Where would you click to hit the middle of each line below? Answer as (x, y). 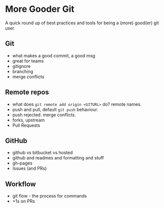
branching (23, 71)
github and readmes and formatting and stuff (58, 158)
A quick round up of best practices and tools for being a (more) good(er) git (82, 23)
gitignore (21, 66)
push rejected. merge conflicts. (44, 114)
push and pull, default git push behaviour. (55, 109)
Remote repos (27, 92)
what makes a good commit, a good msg (54, 55)
